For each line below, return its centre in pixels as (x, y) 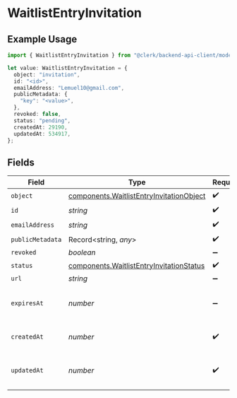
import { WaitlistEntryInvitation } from (69, 55)
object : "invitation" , (47, 75)
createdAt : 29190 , (41, 127)
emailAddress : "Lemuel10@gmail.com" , (69, 88)
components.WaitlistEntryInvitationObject (137, 196)
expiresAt (27, 303)
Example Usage (42, 39)
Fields (21, 162)
